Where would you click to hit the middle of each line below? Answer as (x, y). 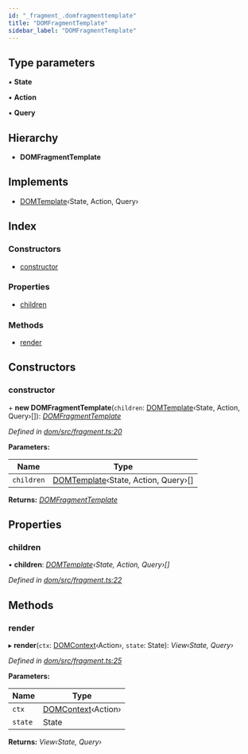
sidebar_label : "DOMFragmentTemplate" (72, 30)
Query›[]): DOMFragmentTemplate (65, 416)
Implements (39, 182)
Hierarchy (33, 137)
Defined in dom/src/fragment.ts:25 (65, 661)
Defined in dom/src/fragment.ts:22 (65, 580)
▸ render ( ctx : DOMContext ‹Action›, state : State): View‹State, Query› (121, 646)
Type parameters (52, 63)
